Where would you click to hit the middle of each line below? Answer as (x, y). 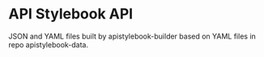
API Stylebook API (71, 14)
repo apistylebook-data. (49, 44)
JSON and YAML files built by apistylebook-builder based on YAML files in (132, 36)
